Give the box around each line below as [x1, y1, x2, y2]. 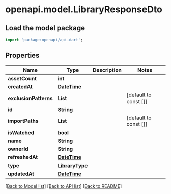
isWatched [8, 128, 35, 136]
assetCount [8, 75, 37, 82]
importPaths [8, 117, 39, 124]
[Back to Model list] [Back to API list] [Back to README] [5, 183, 122, 189]
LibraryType [58, 161, 88, 169]
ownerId [8, 145, 29, 152]
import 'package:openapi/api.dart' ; [5, 37, 83, 42]
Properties [5, 51, 40, 60]
